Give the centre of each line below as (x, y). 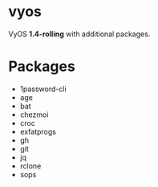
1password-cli (43, 89)
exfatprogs (38, 131)
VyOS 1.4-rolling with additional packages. (79, 34)
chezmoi (34, 114)
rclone (30, 166)
